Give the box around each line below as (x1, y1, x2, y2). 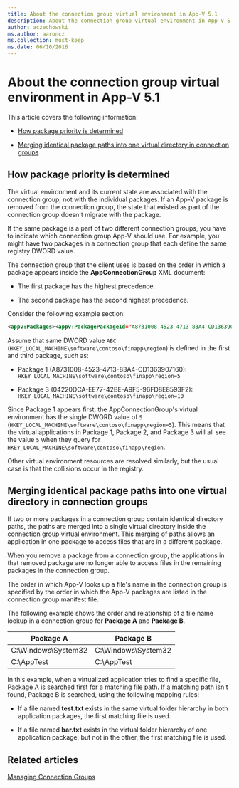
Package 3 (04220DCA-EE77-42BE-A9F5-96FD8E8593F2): (17, 385, 193, 394)
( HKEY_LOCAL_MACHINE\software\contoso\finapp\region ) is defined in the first (7, 343, 230, 352)
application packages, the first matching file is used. (17, 712, 171, 720)
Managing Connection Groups (7, 773, 96, 782)
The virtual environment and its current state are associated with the (7, 187, 208, 196)
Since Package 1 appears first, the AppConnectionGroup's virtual (7, 405, 198, 414)
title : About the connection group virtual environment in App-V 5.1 (7, 10, 218, 18)
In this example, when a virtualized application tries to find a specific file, (7, 676, 221, 684)
